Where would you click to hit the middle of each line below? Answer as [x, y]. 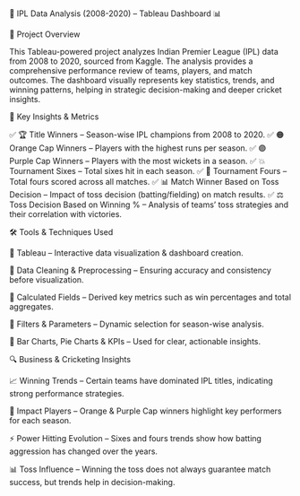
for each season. [40, 420]
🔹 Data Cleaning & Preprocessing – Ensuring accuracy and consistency [140, 270]
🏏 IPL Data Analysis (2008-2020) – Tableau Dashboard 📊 [116, 13]
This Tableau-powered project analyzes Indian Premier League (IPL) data [144, 52]
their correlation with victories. [66, 214]
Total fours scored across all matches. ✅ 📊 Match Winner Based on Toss [144, 182]
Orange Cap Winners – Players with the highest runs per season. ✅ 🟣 [138, 148]
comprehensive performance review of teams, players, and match [131, 70]
